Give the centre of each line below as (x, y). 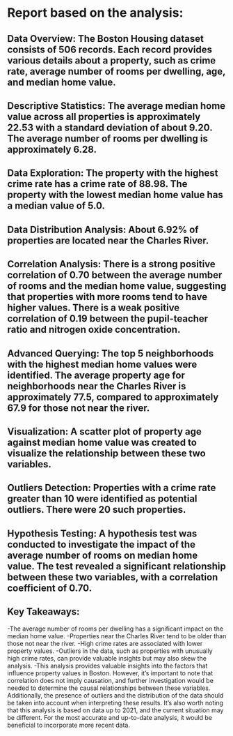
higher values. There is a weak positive (94, 308)
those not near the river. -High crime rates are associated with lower (105, 643)
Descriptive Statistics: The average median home (116, 106)
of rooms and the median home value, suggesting (117, 286)
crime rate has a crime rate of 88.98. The (97, 184)
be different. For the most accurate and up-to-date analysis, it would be (110, 717)
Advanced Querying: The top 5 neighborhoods (111, 353)
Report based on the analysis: (95, 13)
